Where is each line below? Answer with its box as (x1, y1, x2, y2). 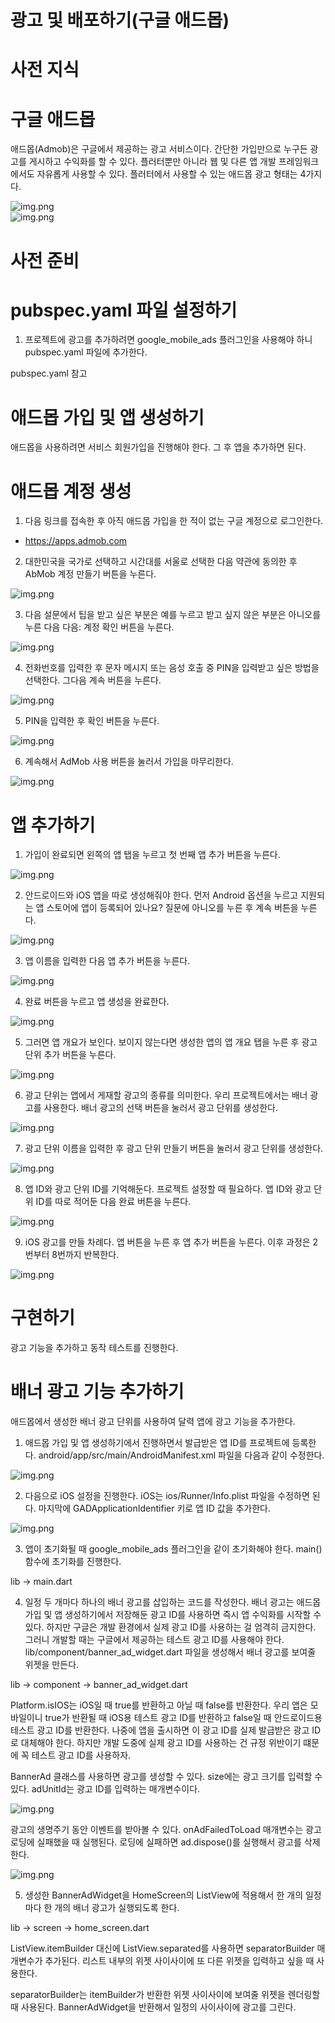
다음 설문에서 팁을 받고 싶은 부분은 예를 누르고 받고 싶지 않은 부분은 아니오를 (24, 609, 322, 621)
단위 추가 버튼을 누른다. (24, 1049, 117, 1061)
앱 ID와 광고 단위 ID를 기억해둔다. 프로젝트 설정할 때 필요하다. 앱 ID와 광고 (24, 1183, 312, 1195)
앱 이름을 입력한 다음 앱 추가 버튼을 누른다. (24, 955, 191, 967)
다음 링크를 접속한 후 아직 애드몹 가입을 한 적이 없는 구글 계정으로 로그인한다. (24, 515, 324, 527)
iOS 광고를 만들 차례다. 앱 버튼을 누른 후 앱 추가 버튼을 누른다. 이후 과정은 (24, 1236, 311, 1248)
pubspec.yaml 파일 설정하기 (10, 299, 238, 321)
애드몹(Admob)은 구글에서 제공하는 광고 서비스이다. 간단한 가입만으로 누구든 (10, 143, 308, 155)
